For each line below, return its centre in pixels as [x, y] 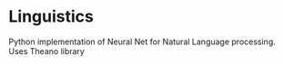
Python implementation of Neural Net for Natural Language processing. [142, 42]
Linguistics [51, 17]
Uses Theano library [47, 51]
